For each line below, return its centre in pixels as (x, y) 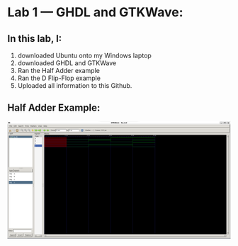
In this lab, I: (35, 39)
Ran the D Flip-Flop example (59, 78)
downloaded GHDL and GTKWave (67, 63)
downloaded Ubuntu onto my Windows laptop (85, 55)
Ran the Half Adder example (59, 71)
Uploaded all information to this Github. (75, 85)
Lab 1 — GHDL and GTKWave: (95, 12)
